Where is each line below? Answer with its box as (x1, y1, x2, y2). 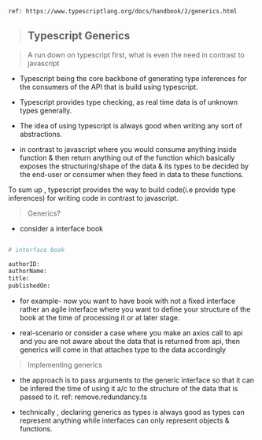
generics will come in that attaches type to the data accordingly (19, 345, 227, 354)
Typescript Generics (27, 29, 131, 43)
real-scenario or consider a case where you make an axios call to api (19, 328, 243, 338)
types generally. (19, 105, 72, 115)
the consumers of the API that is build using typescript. (19, 82, 198, 91)
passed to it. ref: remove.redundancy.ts (19, 392, 148, 401)
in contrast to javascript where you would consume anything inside (19, 144, 238, 153)
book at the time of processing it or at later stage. (19, 313, 180, 323)
